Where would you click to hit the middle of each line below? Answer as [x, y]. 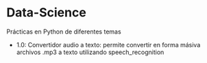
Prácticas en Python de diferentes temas [64, 32]
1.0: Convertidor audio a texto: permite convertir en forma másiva [108, 45]
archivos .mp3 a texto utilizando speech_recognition [90, 52]
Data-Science [46, 13]
